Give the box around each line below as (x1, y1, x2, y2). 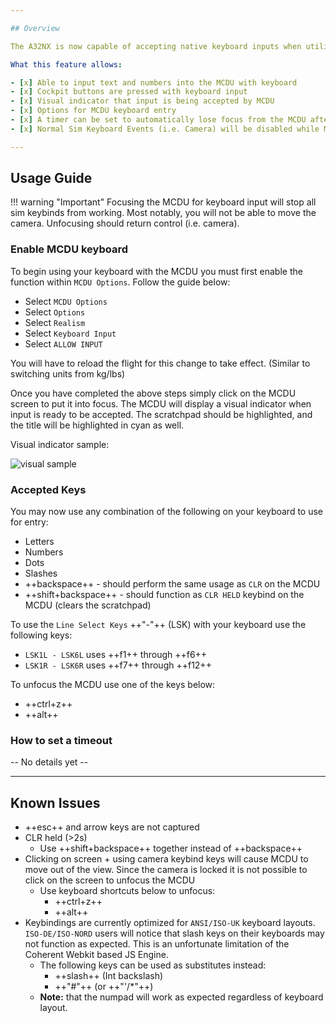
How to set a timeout (10, 733, 113, 747)
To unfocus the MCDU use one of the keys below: (10, 679, 216, 691)
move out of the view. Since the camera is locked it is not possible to (24, 864, 308, 876)
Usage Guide (10, 170, 93, 187)
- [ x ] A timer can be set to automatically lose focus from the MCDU (10, 115, 307, 125)
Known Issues (10, 794, 101, 811)
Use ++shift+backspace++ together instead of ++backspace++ (39, 842, 303, 855)
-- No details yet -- (10, 756, 89, 768)
